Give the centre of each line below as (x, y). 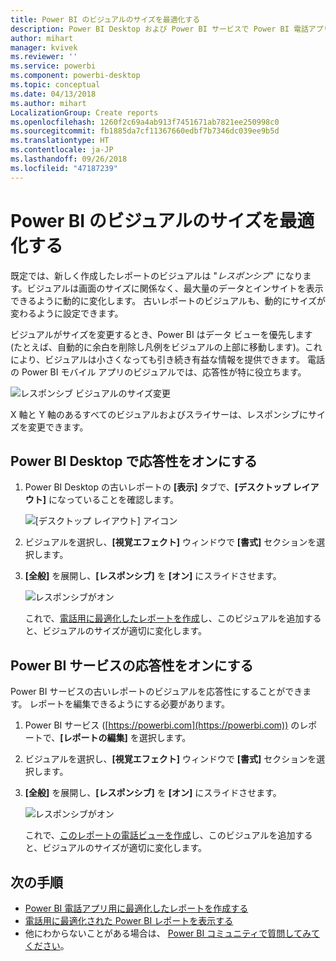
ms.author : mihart (48, 103)
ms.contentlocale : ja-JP (62, 150)
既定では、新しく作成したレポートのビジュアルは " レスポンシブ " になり (156, 275)
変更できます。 (58, 427)
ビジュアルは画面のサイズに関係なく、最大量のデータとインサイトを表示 (175, 288)
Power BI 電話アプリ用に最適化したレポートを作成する (136, 908)
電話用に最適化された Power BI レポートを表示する (129, 920)
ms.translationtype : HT (60, 141)
